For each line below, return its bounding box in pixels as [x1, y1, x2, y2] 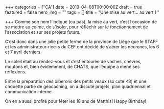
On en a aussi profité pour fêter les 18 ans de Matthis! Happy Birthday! [5, 98, 147, 104]
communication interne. [5, 89, 53, 94]
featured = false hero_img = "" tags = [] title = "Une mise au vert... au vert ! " [5, 9, 160, 15]
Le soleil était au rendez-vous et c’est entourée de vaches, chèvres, [5, 59, 142, 64]
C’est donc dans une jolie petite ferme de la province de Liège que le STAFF [5, 39, 158, 44]
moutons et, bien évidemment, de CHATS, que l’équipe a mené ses [5, 64, 140, 69]
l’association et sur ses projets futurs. [5, 29, 81, 35]
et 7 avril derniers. [5, 49, 42, 55]
